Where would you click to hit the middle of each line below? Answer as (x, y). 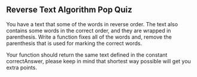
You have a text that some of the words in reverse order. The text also (92, 24)
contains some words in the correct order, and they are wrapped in (89, 30)
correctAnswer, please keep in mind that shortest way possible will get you (99, 61)
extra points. (22, 67)
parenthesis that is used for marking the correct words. (74, 43)
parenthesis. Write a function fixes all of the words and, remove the (89, 37)
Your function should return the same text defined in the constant (87, 55)
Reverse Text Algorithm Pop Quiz (69, 10)
